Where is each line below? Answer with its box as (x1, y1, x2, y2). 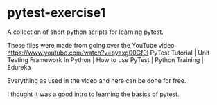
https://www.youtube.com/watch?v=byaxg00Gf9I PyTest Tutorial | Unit (7, 48, 210, 57)
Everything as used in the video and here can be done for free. (7, 76, 186, 84)
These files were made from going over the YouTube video (7, 41, 175, 49)
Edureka (7, 63, 31, 71)
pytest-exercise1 (7, 5, 106, 21)
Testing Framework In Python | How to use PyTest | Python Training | (7, 55, 204, 64)
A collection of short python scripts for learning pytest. (7, 28, 164, 36)
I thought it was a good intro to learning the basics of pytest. (7, 90, 180, 98)
